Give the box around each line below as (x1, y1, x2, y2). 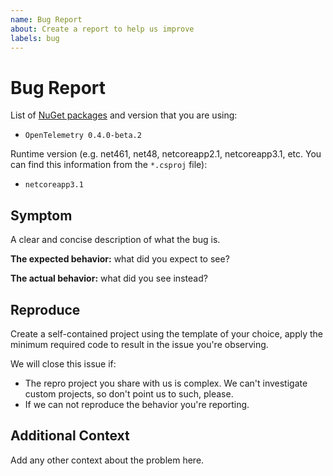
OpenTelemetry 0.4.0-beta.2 (24, 131, 142, 141)
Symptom (10, 207, 73, 224)
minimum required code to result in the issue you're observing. (10, 338, 269, 350)
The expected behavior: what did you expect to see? (10, 253, 230, 265)
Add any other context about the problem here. (10, 454, 205, 466)
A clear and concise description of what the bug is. (10, 234, 221, 246)
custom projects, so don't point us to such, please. (24, 387, 234, 400)
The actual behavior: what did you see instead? (10, 272, 208, 285)
